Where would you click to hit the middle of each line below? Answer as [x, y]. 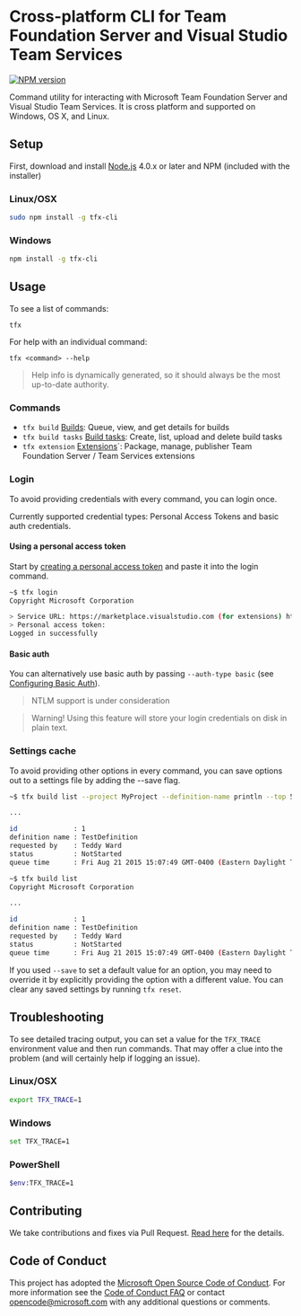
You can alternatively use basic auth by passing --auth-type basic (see [142, 674]
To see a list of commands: [59, 308]
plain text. [50, 728]
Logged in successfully [54, 634]
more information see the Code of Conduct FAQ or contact [117, 1292]
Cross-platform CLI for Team [118, 17]
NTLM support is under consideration [100, 701]
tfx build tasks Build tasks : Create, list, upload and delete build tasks [152, 437]
